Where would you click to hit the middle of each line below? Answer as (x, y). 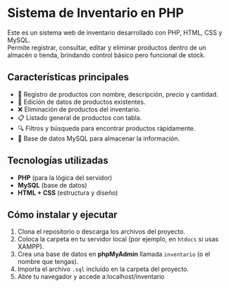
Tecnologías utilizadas (58, 161)
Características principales (68, 77)
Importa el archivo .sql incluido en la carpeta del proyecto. (103, 269)
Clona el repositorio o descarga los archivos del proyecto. (101, 232)
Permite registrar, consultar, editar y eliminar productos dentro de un (107, 47)
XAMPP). (31, 247)
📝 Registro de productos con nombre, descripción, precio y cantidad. (118, 94)
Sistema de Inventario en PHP (96, 13)
